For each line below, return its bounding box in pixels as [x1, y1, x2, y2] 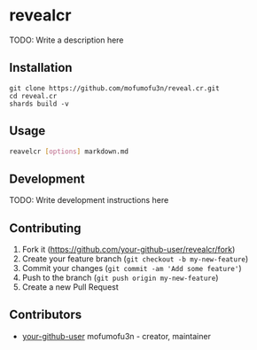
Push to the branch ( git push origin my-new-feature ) [21, 272, 219, 284]
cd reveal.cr [9, 91, 58, 100]
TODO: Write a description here [9, 35, 124, 45]
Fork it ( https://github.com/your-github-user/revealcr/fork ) [21, 245, 236, 255]
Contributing [9, 221, 82, 236]
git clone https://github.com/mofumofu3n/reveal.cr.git [9, 83, 220, 93]
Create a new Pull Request [21, 282, 120, 292]
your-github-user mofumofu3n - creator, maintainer [21, 331, 211, 341]
